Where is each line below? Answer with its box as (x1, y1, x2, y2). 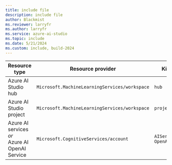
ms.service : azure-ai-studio (5, 31, 68, 36)
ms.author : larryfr (5, 27, 47, 32)
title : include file (5, 7, 50, 13)
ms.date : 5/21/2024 (5, 41, 47, 46)
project (8, 111, 25, 118)
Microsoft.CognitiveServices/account (36, 136, 129, 141)
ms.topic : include (5, 36, 45, 42)
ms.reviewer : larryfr (5, 22, 52, 27)
